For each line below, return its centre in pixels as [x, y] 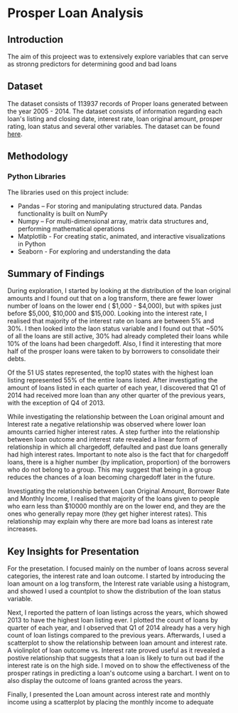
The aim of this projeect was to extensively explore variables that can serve [118, 56]
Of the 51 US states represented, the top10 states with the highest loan [110, 373]
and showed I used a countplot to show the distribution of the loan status [114, 591]
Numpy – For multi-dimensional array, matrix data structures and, [113, 221]
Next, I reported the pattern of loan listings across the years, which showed [118, 613]
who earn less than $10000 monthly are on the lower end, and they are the [117, 506]
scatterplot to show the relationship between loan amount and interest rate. [118, 643]
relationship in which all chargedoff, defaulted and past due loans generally [118, 447]
